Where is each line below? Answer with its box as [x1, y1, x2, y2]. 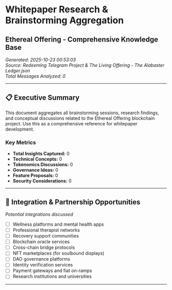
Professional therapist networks [12, 227, 80, 233]
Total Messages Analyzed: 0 [5, 73, 66, 79]
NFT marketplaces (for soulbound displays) [12, 250, 104, 257]
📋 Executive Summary [5, 94, 80, 102]
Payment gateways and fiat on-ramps [12, 267, 92, 274]
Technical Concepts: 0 [12, 156, 62, 162]
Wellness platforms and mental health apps [12, 221, 104, 227]
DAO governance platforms [12, 256, 71, 262]
